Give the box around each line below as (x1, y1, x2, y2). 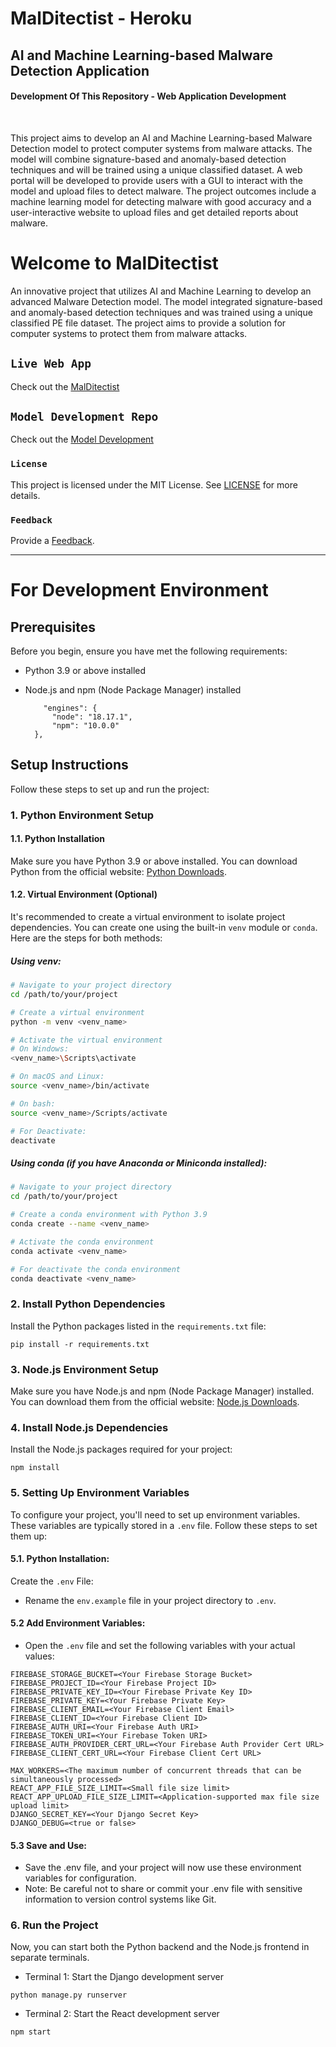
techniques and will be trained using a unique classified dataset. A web (10, 163, 303, 176)
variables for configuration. (24, 1872, 137, 1884)
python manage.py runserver (10, 1990, 128, 2001)
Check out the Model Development (10, 433, 154, 446)
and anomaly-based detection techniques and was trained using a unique (10, 306, 313, 318)
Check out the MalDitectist (10, 380, 120, 392)
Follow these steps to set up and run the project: (10, 783, 210, 795)
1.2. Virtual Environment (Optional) (10, 888, 158, 901)
